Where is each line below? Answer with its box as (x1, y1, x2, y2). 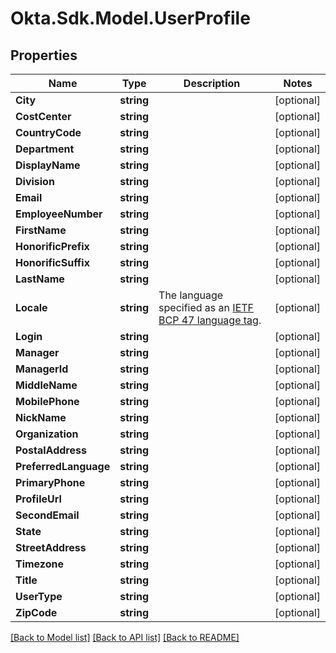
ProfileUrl (15, 492, 62, 506)
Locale (15, 301, 48, 314)
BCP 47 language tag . (158, 313, 262, 327)
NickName (15, 411, 67, 424)
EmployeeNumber (15, 207, 103, 221)
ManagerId (15, 362, 69, 376)
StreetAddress (15, 541, 87, 554)
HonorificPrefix (15, 240, 90, 253)
